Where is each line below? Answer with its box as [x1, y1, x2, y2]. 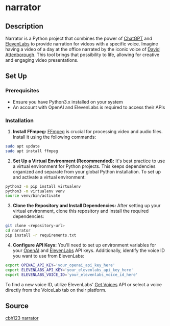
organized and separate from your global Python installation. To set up [12, 168, 161, 174]
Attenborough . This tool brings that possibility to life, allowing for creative [5, 52, 160, 58]
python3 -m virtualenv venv [5, 188, 65, 194]
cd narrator [5, 228, 31, 233]
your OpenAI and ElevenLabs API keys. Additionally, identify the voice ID [12, 247, 165, 254]
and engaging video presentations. [5, 57, 79, 63]
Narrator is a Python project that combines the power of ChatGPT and [5, 35, 152, 41]
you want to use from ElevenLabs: [12, 253, 84, 259]
